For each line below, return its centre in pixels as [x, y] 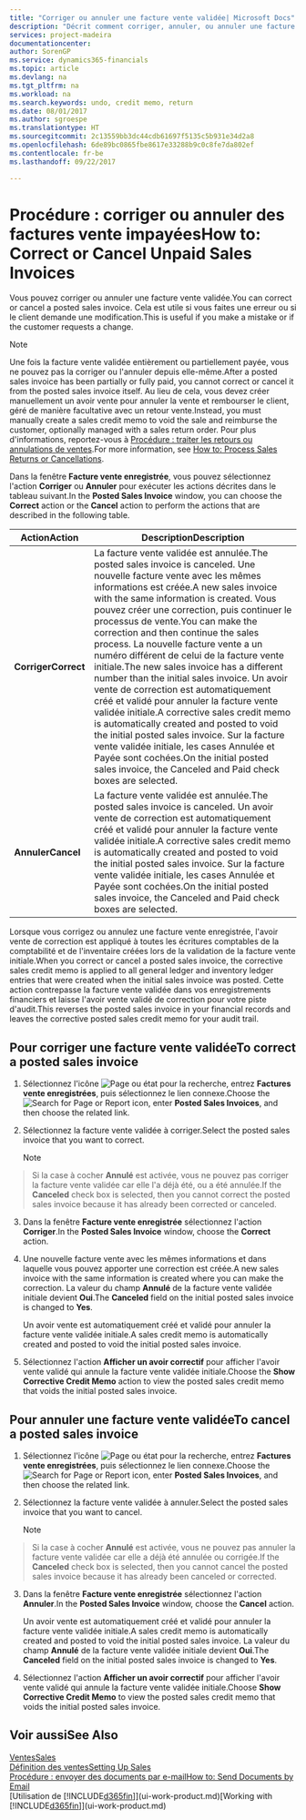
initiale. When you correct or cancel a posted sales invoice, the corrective [147, 961]
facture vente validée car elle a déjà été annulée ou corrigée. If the [155, 1557]
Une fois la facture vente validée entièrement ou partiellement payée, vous [149, 362]
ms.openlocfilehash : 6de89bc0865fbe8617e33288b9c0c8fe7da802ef [132, 145]
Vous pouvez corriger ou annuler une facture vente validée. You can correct [151, 298]
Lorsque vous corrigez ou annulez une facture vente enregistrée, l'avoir [144, 932]
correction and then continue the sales [177, 633]
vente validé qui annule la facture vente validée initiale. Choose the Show [159, 1372]
